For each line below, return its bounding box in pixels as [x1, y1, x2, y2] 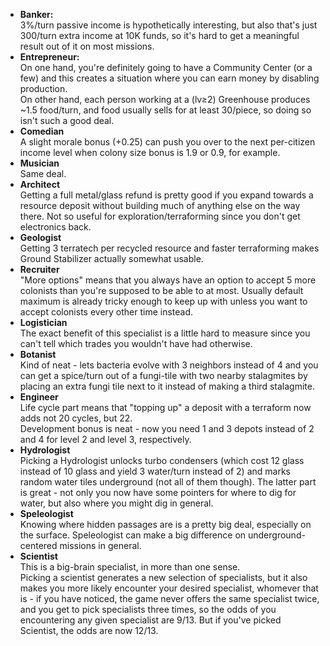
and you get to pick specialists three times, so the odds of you [19, 604, 277, 615]
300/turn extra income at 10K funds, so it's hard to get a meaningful [19, 30, 300, 41]
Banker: [19, 9, 54, 20]
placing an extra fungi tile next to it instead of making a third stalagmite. [19, 380, 315, 392]
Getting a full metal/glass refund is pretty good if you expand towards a [19, 189, 314, 201]
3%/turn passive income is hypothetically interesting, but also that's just [19, 19, 318, 31]
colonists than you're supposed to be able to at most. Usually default [19, 285, 304, 296]
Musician [19, 157, 60, 169]
